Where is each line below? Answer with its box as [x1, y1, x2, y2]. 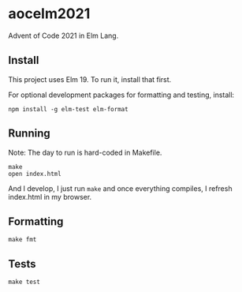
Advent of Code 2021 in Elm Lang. [8, 31, 119, 40]
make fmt [8, 236, 37, 244]
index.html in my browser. [8, 192, 92, 201]
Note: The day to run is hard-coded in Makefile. [8, 148, 162, 157]
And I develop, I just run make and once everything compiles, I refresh [8, 183, 233, 193]
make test [8, 278, 41, 286]
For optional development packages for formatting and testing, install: [8, 90, 235, 99]
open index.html [8, 170, 61, 178]
